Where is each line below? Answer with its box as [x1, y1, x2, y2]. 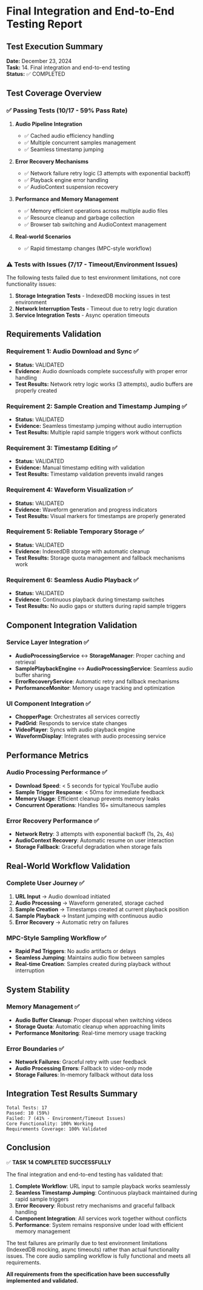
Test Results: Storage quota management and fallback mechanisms [15, 554, 185, 561]
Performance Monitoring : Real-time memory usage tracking [15, 1029, 167, 1036]
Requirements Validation [6, 329, 102, 339]
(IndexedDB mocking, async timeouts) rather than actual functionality [6, 1246, 180, 1253]
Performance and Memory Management [15, 195, 119, 203]
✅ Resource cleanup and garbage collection [24, 214, 135, 221]
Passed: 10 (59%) [6, 1110, 50, 1116]
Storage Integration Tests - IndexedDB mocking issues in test [15, 292, 171, 299]
